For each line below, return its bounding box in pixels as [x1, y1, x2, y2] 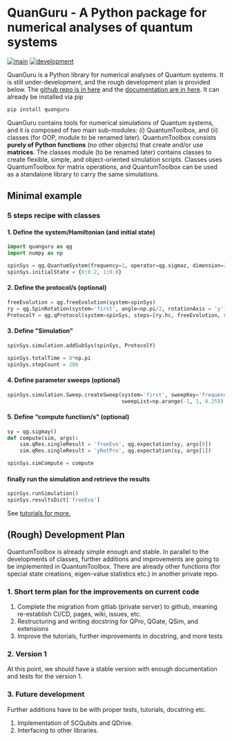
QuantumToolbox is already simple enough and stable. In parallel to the [7, 547, 209, 556]
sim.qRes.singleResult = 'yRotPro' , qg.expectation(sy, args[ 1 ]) [19, 448, 212, 455]
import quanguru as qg [7, 244, 72, 250]
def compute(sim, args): [7, 434, 79, 441]
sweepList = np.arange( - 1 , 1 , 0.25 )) [121, 398, 224, 405]
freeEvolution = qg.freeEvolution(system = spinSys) [7, 299, 156, 306]
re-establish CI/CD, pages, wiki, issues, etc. [17, 610, 142, 619]
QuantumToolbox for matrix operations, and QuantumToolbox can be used [7, 163, 217, 171]
